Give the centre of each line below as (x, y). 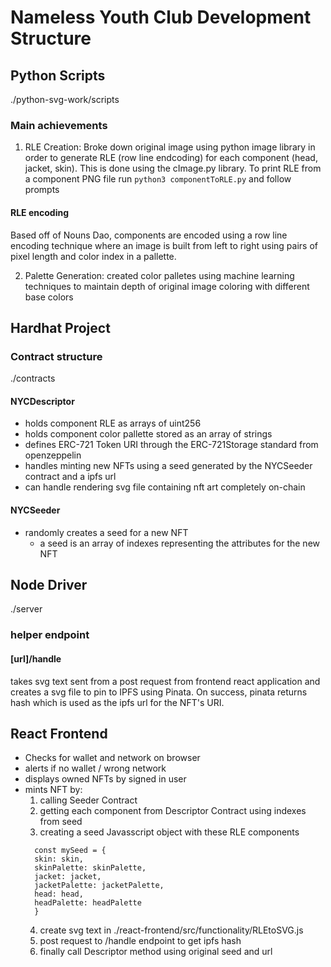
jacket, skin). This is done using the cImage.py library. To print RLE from (173, 168)
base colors (49, 297)
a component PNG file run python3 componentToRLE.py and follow (158, 179)
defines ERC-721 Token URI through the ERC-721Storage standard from (171, 445)
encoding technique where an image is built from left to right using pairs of (164, 245)
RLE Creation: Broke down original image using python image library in (170, 147)
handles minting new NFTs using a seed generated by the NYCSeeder (168, 466)
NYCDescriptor (42, 401)
